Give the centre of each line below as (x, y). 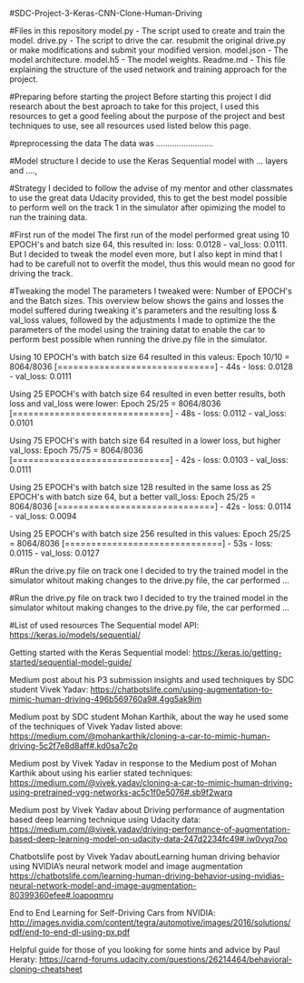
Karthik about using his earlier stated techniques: (101, 773)
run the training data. (49, 217)
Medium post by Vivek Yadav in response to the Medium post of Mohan (143, 763)
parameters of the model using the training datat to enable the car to (137, 330)
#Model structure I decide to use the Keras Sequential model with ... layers (149, 161)
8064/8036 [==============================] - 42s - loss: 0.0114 (151, 507)
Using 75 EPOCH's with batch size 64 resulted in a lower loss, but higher (145, 441)
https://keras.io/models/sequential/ (75, 635)
